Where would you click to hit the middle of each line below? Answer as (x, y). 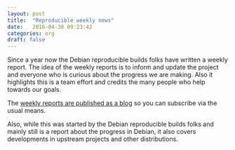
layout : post (26, 14)
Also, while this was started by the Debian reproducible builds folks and (110, 124)
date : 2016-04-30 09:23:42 (50, 27)
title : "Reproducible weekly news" (61, 20)
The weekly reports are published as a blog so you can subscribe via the (112, 103)
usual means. (27, 111)
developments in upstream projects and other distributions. (93, 139)
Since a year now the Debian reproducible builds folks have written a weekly (117, 60)
